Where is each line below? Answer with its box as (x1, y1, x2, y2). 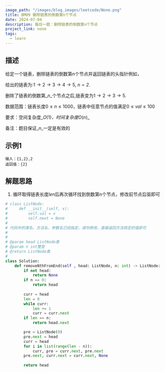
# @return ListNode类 (5, 249, 50, 254)
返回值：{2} (5, 161, 28, 167)
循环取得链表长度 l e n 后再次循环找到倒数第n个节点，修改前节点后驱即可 (12, 191, 160, 197)
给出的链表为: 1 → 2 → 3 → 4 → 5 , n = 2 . (5, 81, 91, 87)
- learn (10, 36, 26, 41)
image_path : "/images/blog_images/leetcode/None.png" (5, 7, 122, 13)
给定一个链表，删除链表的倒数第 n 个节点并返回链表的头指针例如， (5, 71, 142, 77)
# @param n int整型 (5, 244, 45, 249)
